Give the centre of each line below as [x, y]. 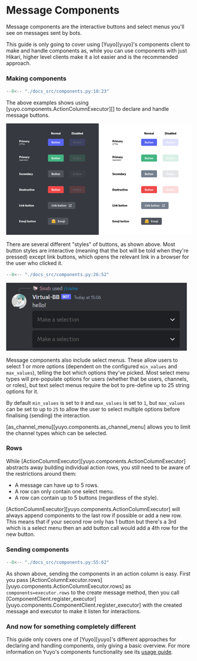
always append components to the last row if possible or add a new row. [94, 515]
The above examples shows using [47, 103]
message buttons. [28, 115]
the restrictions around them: [41, 473]
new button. [21, 534]
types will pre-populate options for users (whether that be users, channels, [97, 379]
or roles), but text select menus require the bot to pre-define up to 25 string [98, 385]
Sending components [37, 549]
